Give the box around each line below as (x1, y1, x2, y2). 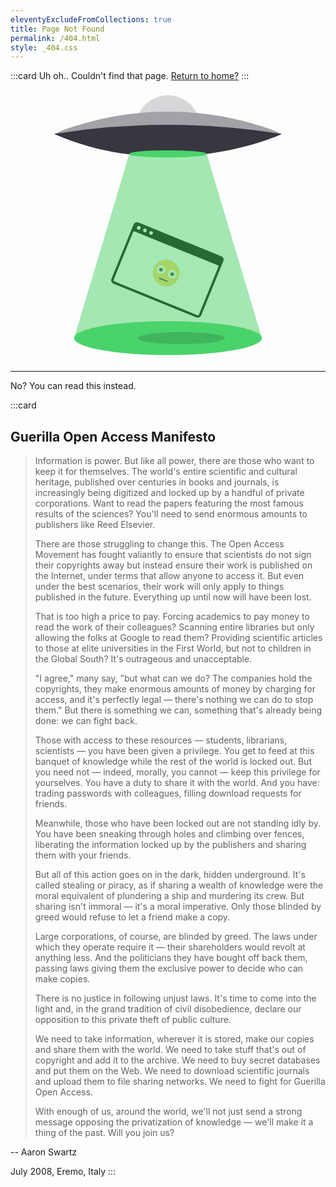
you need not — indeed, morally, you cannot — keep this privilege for (34, 766, 321, 778)
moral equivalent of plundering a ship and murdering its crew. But (34, 890, 305, 902)
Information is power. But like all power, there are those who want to (34, 455, 315, 467)
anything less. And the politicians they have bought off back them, (34, 952, 308, 964)
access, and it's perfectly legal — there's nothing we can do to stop (34, 694, 314, 706)
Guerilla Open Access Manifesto (10, 428, 217, 445)
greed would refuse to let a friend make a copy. (34, 911, 231, 923)
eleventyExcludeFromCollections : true (10, 14, 172, 25)
